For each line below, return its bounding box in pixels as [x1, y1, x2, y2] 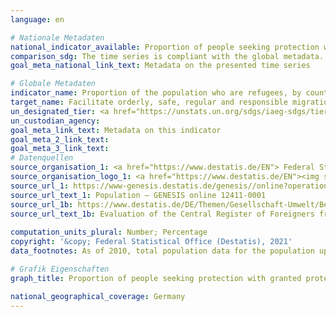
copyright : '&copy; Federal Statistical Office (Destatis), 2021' [10, 237, 293, 247]
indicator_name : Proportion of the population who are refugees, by [10, 88, 302, 98]
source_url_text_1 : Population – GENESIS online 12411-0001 [10, 190, 267, 200]
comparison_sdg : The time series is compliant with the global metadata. [10, 51, 325, 61]
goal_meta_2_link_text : [10, 134, 110, 145]
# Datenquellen [10, 153, 74, 163]
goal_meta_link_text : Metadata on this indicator [10, 125, 222, 135]
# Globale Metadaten [10, 79, 97, 89]
